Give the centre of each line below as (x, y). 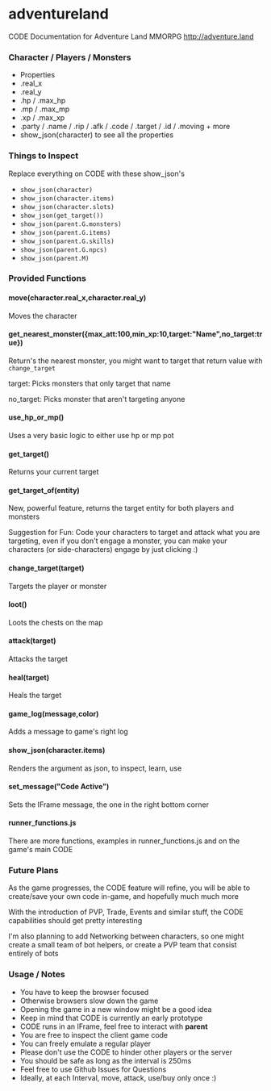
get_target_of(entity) (44, 490)
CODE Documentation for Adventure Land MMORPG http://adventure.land (131, 36)
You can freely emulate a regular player (85, 1043)
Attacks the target (38, 659)
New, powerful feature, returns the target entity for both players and (121, 508)
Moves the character (43, 316)
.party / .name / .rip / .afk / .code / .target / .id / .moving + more (125, 127)
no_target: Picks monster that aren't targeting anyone (97, 399)
